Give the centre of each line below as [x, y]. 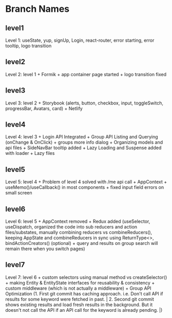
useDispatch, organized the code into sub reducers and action [71, 227]
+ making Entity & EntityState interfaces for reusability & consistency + [80, 282]
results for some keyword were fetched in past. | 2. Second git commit [80, 299]
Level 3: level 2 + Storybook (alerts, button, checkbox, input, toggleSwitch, [84, 103]
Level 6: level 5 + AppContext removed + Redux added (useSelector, [78, 221]
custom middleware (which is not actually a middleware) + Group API [78, 288]
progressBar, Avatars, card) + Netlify [44, 108]
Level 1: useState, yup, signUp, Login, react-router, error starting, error [80, 40]
